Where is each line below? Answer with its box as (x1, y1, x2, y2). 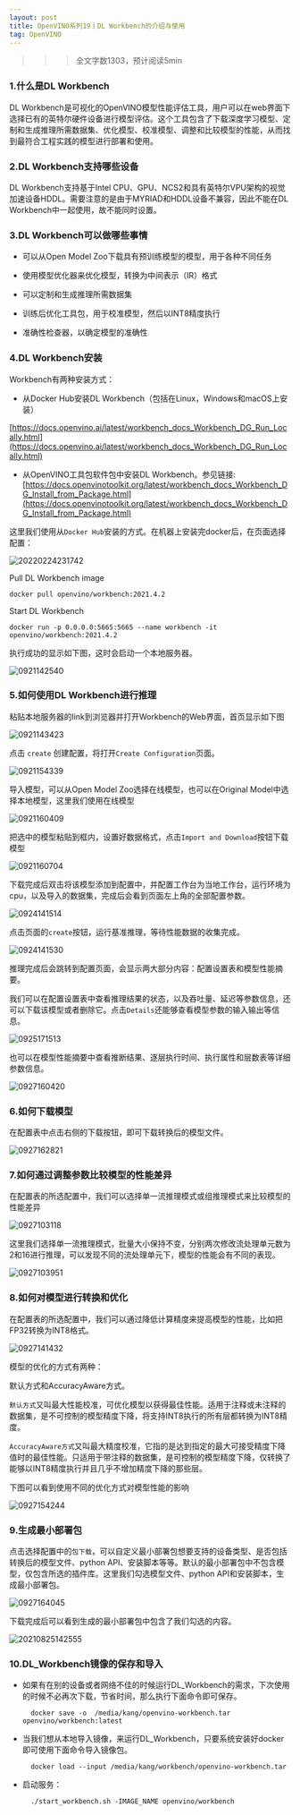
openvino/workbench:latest (21, 1717, 123, 1726)
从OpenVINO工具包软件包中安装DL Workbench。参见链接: (21, 469, 237, 480)
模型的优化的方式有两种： (9, 1361, 104, 1372)
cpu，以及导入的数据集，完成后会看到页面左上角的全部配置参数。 (9, 890, 250, 900)
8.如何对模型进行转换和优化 (9, 1291, 129, 1304)
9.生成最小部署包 (9, 1523, 83, 1536)
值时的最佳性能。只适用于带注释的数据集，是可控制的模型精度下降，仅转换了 (9, 1452, 291, 1462)
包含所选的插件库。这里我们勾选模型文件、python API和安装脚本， (32, 1568, 277, 1580)
